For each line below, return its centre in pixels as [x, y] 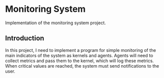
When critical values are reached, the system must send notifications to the [82, 66]
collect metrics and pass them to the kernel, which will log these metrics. [80, 61]
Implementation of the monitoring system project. [55, 23]
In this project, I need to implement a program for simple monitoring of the [81, 50]
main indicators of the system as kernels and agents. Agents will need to [79, 55]
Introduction [25, 38]
